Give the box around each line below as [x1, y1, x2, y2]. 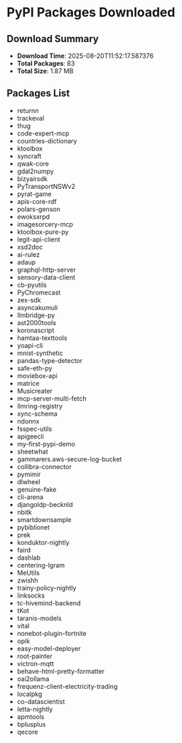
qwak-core [16, 159, 49, 168]
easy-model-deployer [16, 644, 81, 652]
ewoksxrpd [16, 212, 50, 221]
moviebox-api [16, 371, 58, 380]
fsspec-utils [16, 424, 53, 433]
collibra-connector [16, 462, 72, 471]
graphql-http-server [16, 265, 76, 274]
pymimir [16, 470, 41, 478]
